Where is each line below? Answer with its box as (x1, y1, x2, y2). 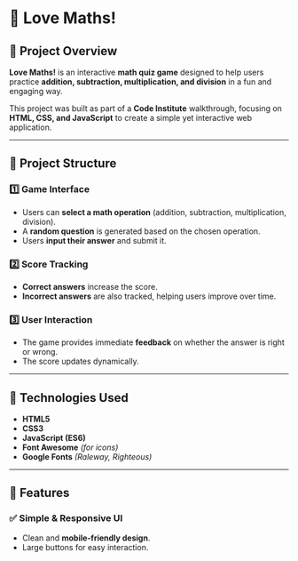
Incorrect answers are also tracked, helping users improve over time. (21, 291, 277, 301)
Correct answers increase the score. (21, 281, 158, 292)
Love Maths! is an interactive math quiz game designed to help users (9, 67, 264, 77)
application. (9, 122, 52, 132)
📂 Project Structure (9, 156, 117, 172)
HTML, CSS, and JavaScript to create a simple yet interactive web (9, 113, 253, 123)
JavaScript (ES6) (21, 433, 86, 444)
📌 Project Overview (9, 44, 118, 59)
